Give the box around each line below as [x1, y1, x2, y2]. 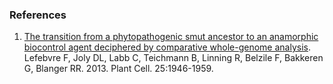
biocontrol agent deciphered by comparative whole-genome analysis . [23, 41, 311, 53]
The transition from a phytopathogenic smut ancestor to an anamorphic [23, 31, 319, 43]
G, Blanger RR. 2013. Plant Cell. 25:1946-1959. [23, 63, 214, 75]
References [9, 8, 67, 22]
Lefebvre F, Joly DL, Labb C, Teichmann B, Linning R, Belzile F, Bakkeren [23, 52, 324, 64]
